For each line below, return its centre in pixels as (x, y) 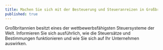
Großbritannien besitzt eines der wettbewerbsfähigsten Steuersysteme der (80, 28)
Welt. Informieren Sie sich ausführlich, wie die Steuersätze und (68, 33)
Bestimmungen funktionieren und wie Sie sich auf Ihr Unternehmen (72, 38)
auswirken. (16, 43)
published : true (21, 14)
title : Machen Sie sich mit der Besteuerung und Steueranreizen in (75, 9)
